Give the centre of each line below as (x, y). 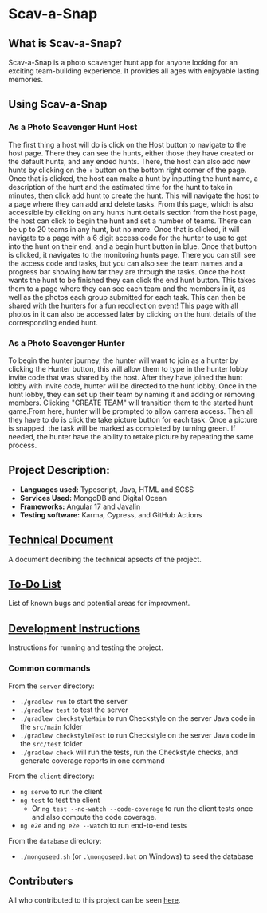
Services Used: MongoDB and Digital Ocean (93, 498)
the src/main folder (51, 726)
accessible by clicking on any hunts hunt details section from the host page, (133, 212)
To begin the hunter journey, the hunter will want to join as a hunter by (123, 360)
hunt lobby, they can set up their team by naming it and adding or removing (132, 394)
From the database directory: (55, 840)
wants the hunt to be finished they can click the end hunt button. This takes (132, 280)
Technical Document (61, 540)
